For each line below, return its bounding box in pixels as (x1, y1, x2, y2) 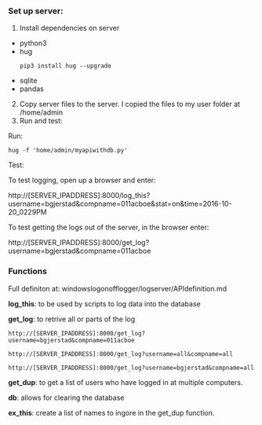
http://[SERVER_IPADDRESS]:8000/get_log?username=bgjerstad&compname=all (8, 364, 255, 372)
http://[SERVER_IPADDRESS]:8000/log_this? (8, 191, 151, 200)
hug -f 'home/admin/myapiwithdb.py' (8, 147, 128, 155)
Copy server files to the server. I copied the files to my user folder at (19, 100, 241, 109)
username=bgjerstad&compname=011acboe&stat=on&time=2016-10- (8, 199, 233, 209)
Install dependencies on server (19, 24, 120, 33)
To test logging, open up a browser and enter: (8, 175, 156, 185)
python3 (19, 38, 47, 48)
